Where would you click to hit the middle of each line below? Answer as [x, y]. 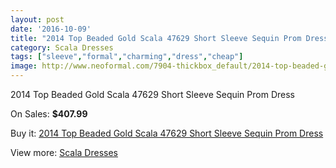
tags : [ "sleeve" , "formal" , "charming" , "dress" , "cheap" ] [127, 57]
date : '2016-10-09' [51, 29]
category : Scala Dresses [62, 47]
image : [24, 66]
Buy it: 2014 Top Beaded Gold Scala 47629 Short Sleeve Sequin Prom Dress [167, 133]
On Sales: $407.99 [49, 114]
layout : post [37, 19]
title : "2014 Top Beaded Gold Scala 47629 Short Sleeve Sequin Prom [156, 38]
